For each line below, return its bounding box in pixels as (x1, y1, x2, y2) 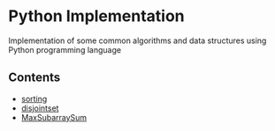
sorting (20, 93, 48, 104)
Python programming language (8, 44, 121, 55)
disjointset (20, 103, 59, 113)
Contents (8, 70, 61, 85)
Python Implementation (8, 6, 185, 26)
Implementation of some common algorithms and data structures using (8, 35, 267, 46)
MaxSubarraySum (20, 112, 88, 122)
